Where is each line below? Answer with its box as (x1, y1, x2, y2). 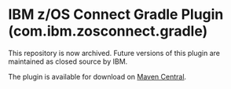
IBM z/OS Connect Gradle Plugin (8, 6, 224, 24)
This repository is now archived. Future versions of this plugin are (8, 48, 220, 57)
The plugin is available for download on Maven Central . (8, 72, 187, 81)
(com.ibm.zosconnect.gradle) (8, 22, 208, 40)
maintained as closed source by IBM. (8, 57, 128, 66)
